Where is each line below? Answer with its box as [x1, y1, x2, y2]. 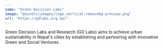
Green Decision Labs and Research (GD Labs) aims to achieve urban [5, 29, 143, 35]
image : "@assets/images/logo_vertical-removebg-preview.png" [5, 12, 132, 16]
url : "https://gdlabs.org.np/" [5, 16, 69, 21]
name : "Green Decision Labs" [5, 7, 64, 12]
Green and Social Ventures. [5, 39, 60, 45]
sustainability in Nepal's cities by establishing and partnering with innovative [5, 34, 158, 40]
